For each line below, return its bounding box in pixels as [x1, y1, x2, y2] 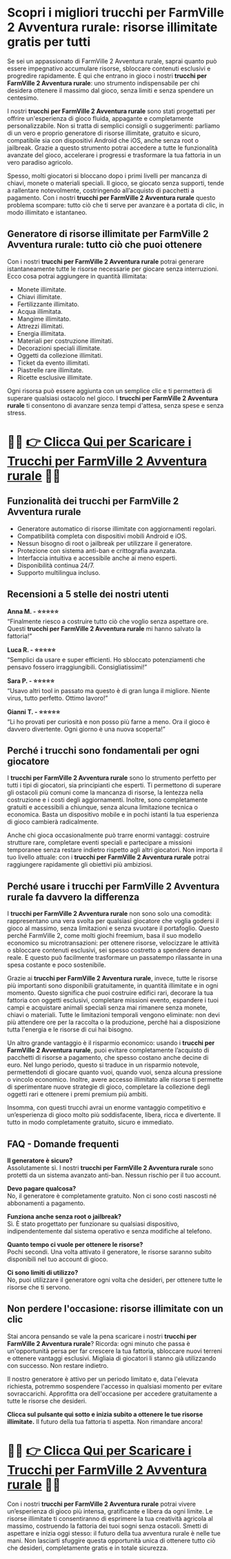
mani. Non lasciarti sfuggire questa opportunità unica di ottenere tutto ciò [7, 1536, 216, 1545]
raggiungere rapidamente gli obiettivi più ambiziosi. [7, 861, 153, 869]
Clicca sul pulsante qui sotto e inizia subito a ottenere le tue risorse [7, 1410, 203, 1418]
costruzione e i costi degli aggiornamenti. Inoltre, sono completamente [7, 796, 208, 804]
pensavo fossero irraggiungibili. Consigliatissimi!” [7, 663, 148, 671]
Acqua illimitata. [17, 307, 63, 315]
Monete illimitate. [17, 285, 67, 294]
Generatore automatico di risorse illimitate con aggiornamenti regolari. [17, 524, 217, 532]
